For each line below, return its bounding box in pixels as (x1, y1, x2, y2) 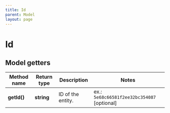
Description (59, 77, 89, 84)
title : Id (5, 7, 26, 13)
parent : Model (5, 12, 35, 17)
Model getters (5, 59, 51, 67)
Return (35, 74, 53, 81)
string (34, 94, 50, 101)
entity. (58, 97, 74, 104)
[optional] (93, 99, 117, 106)
